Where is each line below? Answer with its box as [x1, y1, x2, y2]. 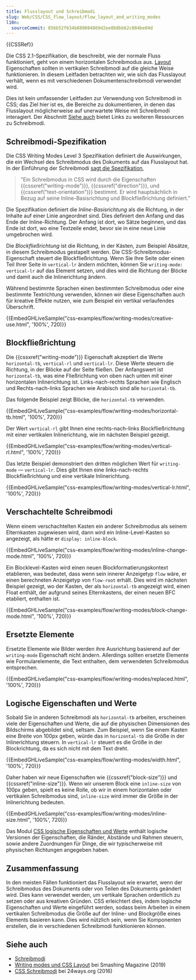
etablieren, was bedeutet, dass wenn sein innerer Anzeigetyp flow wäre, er [6, 570, 187, 577]
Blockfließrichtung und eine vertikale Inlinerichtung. [6, 472, 130, 479]
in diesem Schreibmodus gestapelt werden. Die [6, 248, 121, 255]
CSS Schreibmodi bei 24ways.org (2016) [14, 967, 113, 974]
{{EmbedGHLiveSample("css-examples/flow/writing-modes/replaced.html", [6, 675, 189, 682]
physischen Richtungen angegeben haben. [6, 846, 109, 853]
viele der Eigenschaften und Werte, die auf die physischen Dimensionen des [6, 720, 190, 727]
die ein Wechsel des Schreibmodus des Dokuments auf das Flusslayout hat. [6, 159, 189, 166]
